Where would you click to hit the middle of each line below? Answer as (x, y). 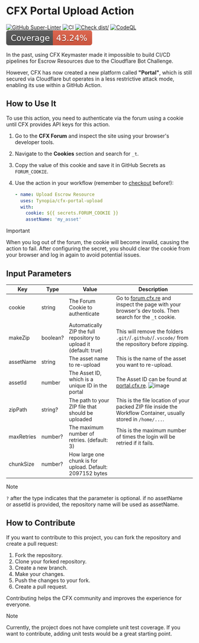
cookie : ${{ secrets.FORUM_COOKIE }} (72, 213)
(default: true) (86, 350)
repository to (85, 338)
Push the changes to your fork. (52, 580)
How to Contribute (41, 523)
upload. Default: (88, 467)
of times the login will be (146, 437)
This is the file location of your (153, 400)
